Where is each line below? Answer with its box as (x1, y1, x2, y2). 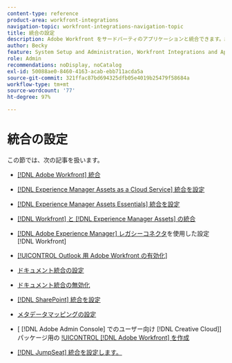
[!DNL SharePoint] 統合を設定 (17, 295, 101, 304)
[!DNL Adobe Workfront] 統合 (17, 170, 101, 178)
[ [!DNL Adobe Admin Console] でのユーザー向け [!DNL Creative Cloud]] (17, 324, 222, 333)
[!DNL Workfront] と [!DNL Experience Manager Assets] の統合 (17, 214, 196, 223)
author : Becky (7, 42, 48, 49)
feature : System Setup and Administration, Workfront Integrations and (7, 49, 217, 56)
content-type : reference (7, 10, 79, 17)
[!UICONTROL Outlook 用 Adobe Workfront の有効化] (17, 251, 168, 259)
